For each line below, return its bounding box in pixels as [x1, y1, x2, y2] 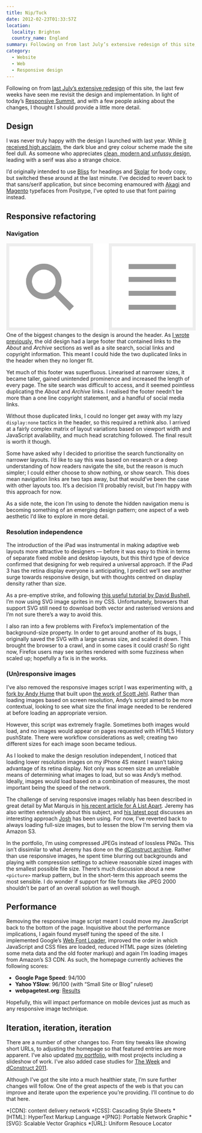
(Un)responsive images [6, 670, 76, 678]
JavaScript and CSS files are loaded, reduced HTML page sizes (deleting [6, 943, 188, 951]
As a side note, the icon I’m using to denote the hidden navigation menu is [6, 500, 189, 507]
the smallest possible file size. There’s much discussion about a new [6, 865, 176, 872]
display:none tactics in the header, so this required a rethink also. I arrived [6, 419, 191, 426]
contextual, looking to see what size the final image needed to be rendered [6, 703, 192, 710]
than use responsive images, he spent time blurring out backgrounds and [6, 852, 188, 860]
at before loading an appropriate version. [6, 709, 108, 717]
